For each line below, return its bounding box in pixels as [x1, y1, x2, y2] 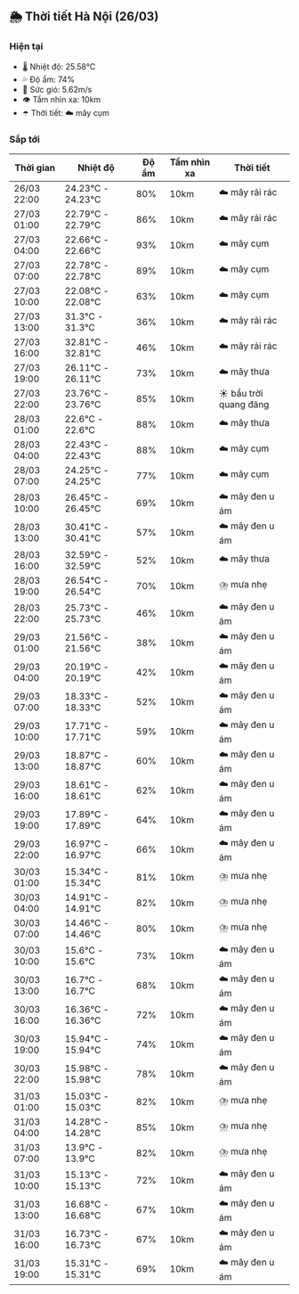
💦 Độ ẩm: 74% [21, 74, 76, 85]
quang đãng [219, 397, 270, 410]
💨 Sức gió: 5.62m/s [21, 84, 93, 94]
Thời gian [14, 161, 56, 174]
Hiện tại [9, 40, 44, 53]
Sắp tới [9, 133, 40, 145]
